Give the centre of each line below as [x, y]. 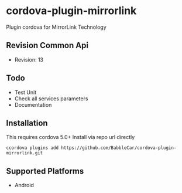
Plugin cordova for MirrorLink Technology [56, 27]
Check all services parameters [51, 99]
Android [24, 185]
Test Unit [25, 92]
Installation [27, 123]
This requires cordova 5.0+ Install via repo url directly [71, 137]
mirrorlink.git [25, 153]
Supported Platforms [45, 171]
